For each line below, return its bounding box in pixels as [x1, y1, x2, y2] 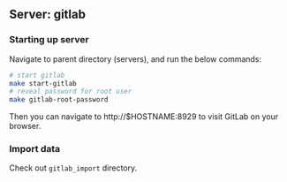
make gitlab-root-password [9, 95, 109, 104]
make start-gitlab [9, 79, 77, 87]
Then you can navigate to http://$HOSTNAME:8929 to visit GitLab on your [9, 111, 279, 122]
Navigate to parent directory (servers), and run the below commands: [9, 53, 262, 64]
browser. [9, 121, 42, 132]
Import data [9, 143, 61, 155]
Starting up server [9, 34, 90, 46]
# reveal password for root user [9, 87, 132, 96]
